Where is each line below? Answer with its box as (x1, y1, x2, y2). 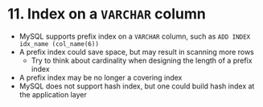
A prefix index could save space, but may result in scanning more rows (18, 47, 254, 56)
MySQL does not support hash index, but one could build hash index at (18, 81, 255, 91)
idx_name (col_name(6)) (18, 39, 100, 48)
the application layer (18, 89, 88, 99)
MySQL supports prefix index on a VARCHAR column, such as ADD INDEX (18, 31, 251, 41)
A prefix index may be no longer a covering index (18, 72, 183, 82)
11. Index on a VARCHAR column (7, 5, 206, 23)
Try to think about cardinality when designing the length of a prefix (31, 56, 253, 65)
